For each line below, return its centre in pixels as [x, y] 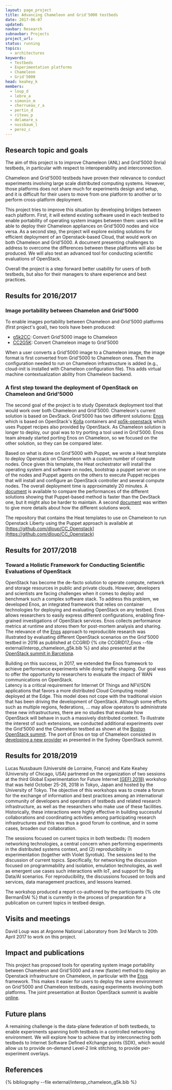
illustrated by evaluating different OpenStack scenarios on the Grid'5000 [82, 637]
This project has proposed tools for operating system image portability [80, 965]
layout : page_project [28, 10]
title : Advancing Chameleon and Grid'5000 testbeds [62, 15]
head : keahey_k [22, 82]
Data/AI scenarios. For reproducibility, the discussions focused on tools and [85, 876]
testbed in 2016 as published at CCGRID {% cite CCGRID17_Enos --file [79, 642]
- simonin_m [23, 101]
